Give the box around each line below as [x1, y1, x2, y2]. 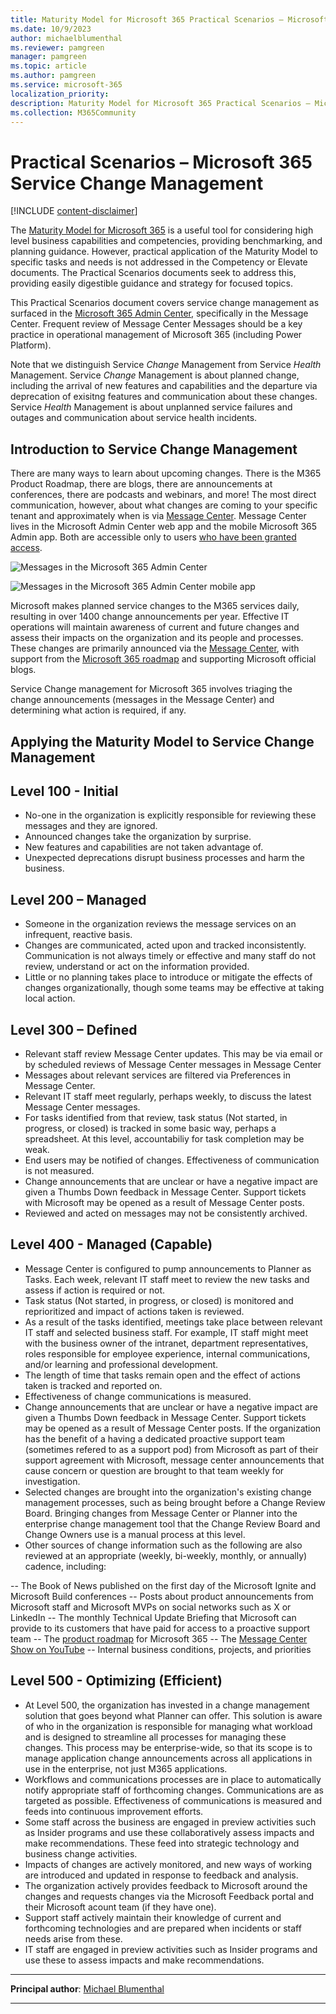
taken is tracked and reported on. [24, 1379, 163, 1391]
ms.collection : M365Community [10, 107, 137, 118]
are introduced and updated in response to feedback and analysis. [24, 1869, 299, 1881]
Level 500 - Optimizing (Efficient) [10, 1672, 223, 1690]
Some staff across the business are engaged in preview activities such [24, 1816, 317, 1828]
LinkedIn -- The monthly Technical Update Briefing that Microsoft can [10, 1611, 297, 1623]
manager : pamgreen [10, 52, 87, 62]
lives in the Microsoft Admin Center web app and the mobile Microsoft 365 [10, 521, 318, 533]
